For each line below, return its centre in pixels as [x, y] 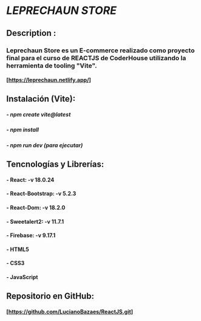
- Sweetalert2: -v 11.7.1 [35, 221]
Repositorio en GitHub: [50, 296]
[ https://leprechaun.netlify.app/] [49, 80]
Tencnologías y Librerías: [55, 164]
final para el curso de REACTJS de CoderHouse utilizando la [96, 58]
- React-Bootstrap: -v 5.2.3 [41, 194]
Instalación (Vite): [41, 99]
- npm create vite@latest [39, 115]
